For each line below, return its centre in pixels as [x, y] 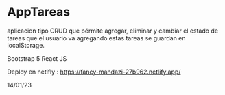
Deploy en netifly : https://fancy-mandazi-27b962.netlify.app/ [94, 72]
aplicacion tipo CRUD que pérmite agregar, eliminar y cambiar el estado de [113, 31]
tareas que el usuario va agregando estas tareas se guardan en [97, 38]
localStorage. [26, 45]
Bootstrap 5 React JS [37, 58]
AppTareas [39, 12]
